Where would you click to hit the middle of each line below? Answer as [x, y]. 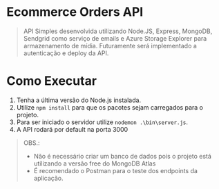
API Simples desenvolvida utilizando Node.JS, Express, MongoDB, [118, 31]
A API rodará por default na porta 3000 [72, 129]
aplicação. [48, 178]
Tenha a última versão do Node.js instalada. [79, 100]
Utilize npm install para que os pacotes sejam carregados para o [109, 107]
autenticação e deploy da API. [66, 53]
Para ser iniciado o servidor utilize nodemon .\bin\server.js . [102, 122]
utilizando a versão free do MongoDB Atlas [95, 163]
